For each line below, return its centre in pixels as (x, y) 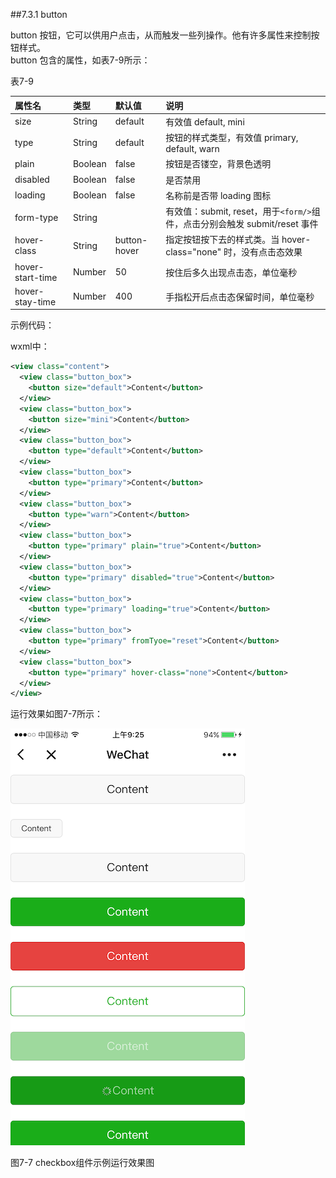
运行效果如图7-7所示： (56, 714)
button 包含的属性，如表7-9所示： (80, 60)
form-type (36, 217)
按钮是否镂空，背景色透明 (218, 164)
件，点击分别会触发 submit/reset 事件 (242, 223)
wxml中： (30, 346)
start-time (36, 277)
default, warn (192, 148)
